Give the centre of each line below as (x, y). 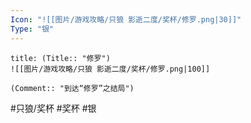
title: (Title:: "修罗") (60, 58)
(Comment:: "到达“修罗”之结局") (72, 88)
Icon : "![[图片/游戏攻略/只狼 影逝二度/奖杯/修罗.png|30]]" (126, 19)
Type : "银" (32, 29)
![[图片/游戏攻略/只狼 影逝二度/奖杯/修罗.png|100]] (110, 69)
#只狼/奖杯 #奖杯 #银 (53, 108)
